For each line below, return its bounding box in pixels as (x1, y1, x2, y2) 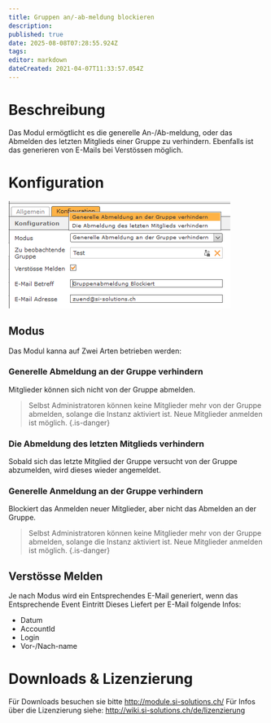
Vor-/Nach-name (20, 642, 78, 651)
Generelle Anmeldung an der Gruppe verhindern (8, 485, 203, 497)
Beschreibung (8, 101, 106, 120)
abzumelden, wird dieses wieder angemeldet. (8, 465, 161, 475)
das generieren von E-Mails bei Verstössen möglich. (8, 145, 184, 155)
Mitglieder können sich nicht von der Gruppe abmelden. (8, 384, 195, 394)
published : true (8, 30, 63, 38)
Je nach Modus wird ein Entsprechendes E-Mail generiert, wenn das (8, 591, 238, 601)
